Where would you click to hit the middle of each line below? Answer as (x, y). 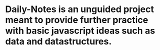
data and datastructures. (59, 42)
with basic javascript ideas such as (80, 31)
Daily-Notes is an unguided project (80, 9)
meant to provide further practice (77, 20)
